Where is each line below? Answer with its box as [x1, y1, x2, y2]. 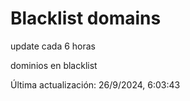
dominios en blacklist [10, 59, 98, 71]
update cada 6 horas [10, 40, 97, 52]
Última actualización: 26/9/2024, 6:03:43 [10, 78, 181, 91]
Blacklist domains [10, 7, 162, 30]
